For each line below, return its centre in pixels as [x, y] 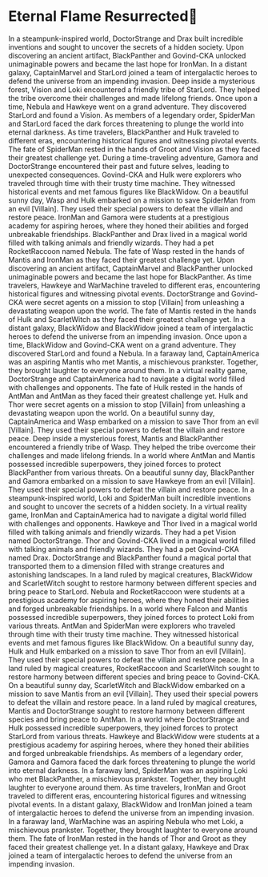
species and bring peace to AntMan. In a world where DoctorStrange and [129, 719]
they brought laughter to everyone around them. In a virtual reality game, [128, 370]
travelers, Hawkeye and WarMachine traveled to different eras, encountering [134, 285]
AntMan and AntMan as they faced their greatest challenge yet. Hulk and [128, 396]
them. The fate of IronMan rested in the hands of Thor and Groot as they [127, 838]
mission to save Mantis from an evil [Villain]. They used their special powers [133, 694]
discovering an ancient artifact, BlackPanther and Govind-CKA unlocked [127, 55]
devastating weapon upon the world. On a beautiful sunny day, [112, 412]
